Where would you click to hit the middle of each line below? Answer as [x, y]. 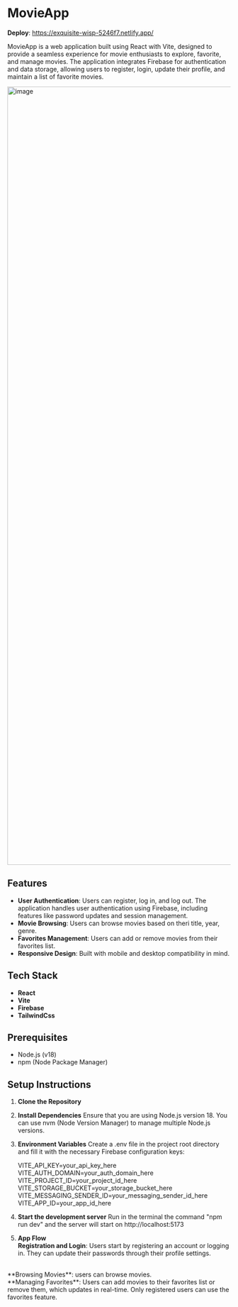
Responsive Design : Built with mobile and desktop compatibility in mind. [124, 953]
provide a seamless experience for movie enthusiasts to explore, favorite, [114, 54]
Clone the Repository [49, 1102]
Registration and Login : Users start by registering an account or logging [123, 1246]
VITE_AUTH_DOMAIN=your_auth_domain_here [85, 1173]
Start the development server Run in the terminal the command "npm [120, 1217]
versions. [31, 1130]
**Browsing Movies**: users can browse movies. [80, 1274]
